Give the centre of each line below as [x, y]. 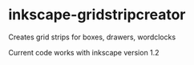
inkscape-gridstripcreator [97, 15]
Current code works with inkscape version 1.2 [84, 52]
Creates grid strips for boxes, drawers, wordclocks [92, 37]
